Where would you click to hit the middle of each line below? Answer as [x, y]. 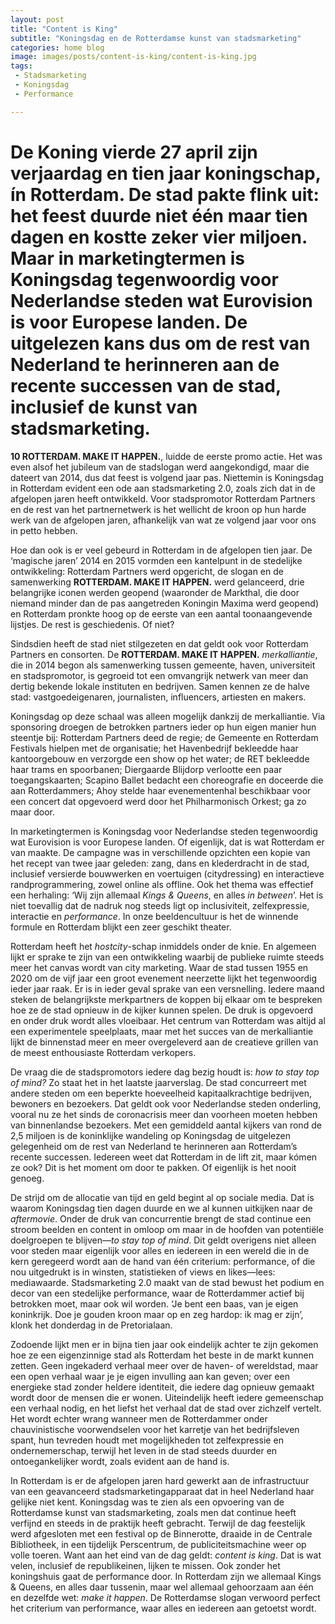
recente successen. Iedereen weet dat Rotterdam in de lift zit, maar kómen [164, 1157]
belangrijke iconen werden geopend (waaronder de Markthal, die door [155, 592]
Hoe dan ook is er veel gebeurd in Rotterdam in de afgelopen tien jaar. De [161, 550]
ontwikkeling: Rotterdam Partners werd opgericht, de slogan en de [147, 571]
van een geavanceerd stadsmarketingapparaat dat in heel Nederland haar [162, 1491]
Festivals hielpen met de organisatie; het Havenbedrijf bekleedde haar [154, 748]
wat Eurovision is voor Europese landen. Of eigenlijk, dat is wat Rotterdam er [167, 842]
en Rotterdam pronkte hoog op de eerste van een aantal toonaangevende [161, 613]
